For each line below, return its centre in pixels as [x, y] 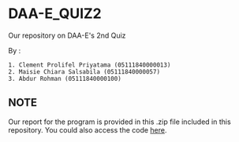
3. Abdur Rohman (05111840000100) [65, 78]
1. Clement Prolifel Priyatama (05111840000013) [90, 65]
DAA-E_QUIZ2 [55, 14]
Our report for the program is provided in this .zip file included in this [119, 122]
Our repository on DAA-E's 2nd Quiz [67, 35]
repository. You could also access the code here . [88, 129]
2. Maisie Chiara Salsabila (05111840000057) [84, 71]
